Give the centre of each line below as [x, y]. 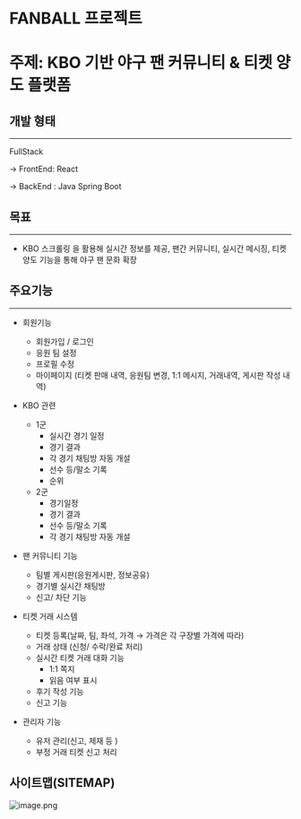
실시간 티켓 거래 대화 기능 [80, 658]
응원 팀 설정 [56, 353]
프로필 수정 [55, 363]
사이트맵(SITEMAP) [62, 783]
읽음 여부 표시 [73, 680]
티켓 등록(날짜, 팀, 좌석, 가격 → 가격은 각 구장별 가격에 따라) [140, 635]
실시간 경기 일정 [77, 435]
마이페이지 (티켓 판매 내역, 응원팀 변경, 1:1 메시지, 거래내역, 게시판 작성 [158, 375]
